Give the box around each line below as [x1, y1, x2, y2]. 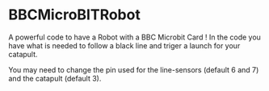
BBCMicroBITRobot [8, 6, 141, 24]
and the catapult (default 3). [8, 73, 102, 83]
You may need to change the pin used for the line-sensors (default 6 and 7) [8, 64, 259, 74]
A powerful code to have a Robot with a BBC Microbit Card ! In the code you [8, 32, 261, 42]
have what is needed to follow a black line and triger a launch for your [8, 40, 241, 50]
